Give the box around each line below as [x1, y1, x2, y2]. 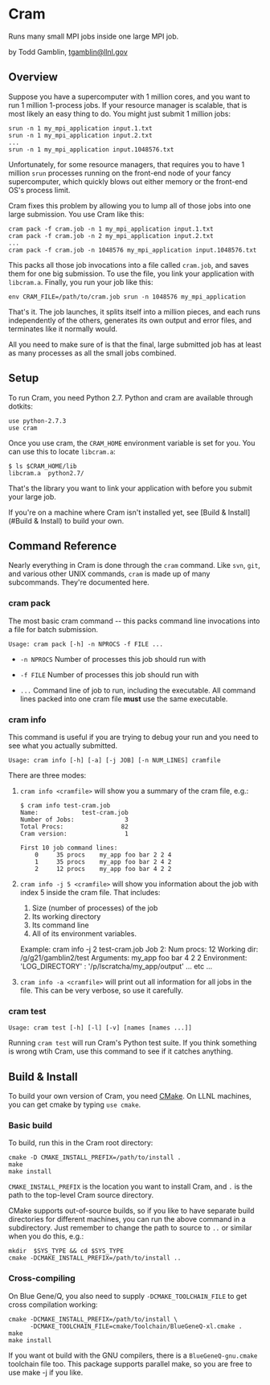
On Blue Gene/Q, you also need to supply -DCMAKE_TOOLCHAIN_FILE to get [8, 1291, 247, 1301]
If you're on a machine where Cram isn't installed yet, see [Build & [8, 508, 227, 517]
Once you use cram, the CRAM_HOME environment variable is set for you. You [8, 438, 256, 447]
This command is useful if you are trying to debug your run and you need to [8, 732, 259, 742]
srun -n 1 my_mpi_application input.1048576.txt [8, 146, 174, 154]
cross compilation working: [8, 1300, 98, 1309]
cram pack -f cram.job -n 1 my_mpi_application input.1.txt [8, 224, 215, 233]
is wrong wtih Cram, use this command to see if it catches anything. [8, 1046, 233, 1056]
